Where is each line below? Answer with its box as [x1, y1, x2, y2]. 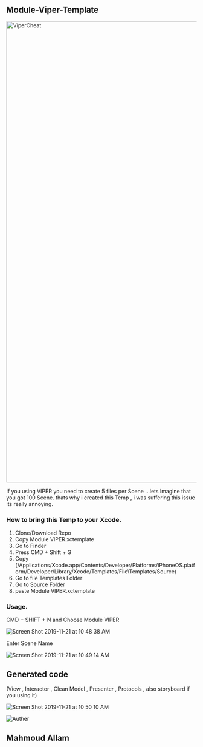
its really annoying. [6, 500, 53, 507]
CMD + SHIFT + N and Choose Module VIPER [6, 616, 120, 624]
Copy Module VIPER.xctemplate [14, 536, 95, 543]
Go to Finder [14, 543, 47, 550]
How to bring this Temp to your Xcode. [6, 515, 122, 524]
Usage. [6, 603, 28, 611]
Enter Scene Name [6, 640, 53, 647]
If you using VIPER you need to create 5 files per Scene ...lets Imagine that [6, 487, 192, 495]
